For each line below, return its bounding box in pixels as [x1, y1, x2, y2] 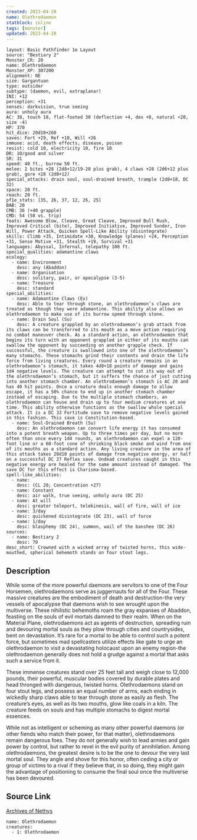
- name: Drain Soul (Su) [11, 316, 73, 323]
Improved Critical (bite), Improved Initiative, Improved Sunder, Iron [6, 223, 186, 229]
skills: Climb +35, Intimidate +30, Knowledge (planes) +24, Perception [6, 233, 189, 240]
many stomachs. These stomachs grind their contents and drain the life [6, 353, 189, 359]
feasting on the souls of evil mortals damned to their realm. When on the [6, 613, 182, 620]
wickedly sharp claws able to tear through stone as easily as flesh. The [6, 694, 179, 701]
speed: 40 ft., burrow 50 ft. [6, 161, 81, 167]
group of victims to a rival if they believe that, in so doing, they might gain [6, 762, 185, 769]
